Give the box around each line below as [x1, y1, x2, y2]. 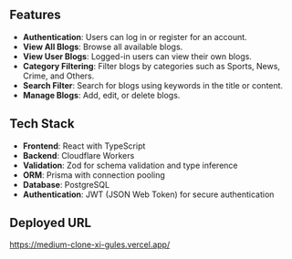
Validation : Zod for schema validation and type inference [22, 160, 238, 171]
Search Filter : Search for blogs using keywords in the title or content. [22, 79, 284, 90]
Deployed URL [9, 215, 92, 231]
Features [9, 7, 61, 23]
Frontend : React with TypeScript [22, 140, 146, 151]
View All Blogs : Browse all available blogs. [22, 41, 183, 52]
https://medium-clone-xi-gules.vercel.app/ [9, 239, 171, 250]
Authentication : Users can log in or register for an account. [22, 31, 248, 42]
